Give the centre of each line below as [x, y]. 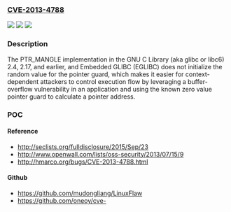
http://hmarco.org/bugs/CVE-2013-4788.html [83, 162]
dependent [23, 81]
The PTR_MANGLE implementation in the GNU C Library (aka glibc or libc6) [116, 59]
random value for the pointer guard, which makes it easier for [96, 74]
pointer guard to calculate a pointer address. [71, 97]
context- [197, 74]
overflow [20, 89]
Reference [23, 132]
